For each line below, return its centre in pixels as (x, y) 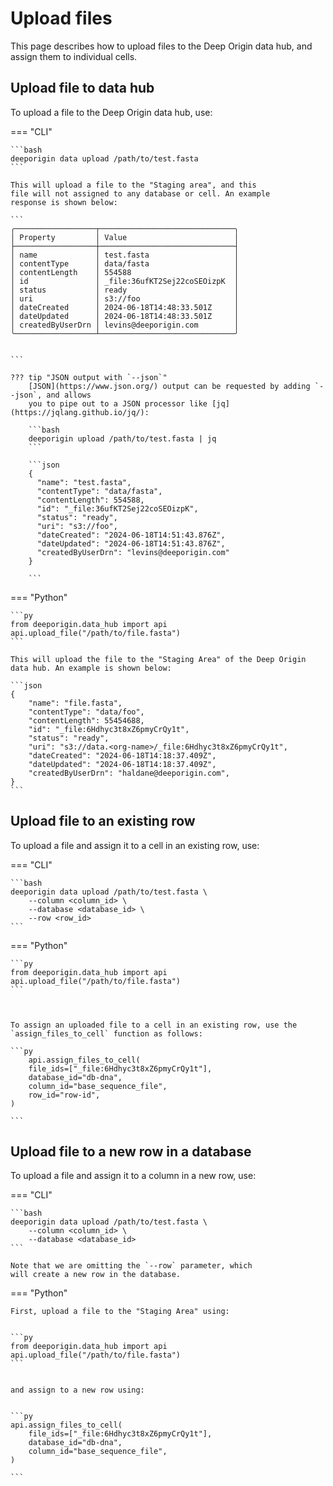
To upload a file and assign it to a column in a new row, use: (133, 1176)
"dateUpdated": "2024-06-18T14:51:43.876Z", (131, 543)
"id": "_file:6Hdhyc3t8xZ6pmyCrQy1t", (109, 729)
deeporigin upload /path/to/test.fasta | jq (122, 438)
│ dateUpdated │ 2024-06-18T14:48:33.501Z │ (125, 316)
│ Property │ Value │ (125, 237)
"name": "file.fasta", (75, 703)
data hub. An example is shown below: (91, 668)
